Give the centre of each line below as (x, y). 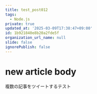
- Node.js (20, 19)
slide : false (19, 42)
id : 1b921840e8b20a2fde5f (32, 33)
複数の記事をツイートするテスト (38, 86)
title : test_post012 (27, 10)
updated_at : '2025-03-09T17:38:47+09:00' (49, 28)
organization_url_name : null (35, 38)
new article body (41, 72)
